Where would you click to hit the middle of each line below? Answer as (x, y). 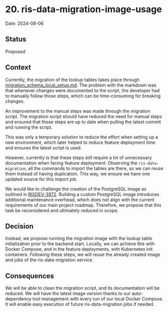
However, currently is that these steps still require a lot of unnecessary (79, 158)
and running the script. (29, 127)
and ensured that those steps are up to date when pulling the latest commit (83, 122)
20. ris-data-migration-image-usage (84, 9)
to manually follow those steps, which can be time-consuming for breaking (83, 96)
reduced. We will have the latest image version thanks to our (68, 294)
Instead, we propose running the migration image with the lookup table (79, 239)
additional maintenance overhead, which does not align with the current (80, 200)
